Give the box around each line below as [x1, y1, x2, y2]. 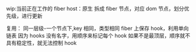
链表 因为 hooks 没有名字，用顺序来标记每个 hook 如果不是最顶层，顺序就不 [6, 32, 191, 39]
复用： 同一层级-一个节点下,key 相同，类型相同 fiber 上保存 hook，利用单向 [6, 25, 189, 32]
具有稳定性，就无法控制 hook [6, 40, 77, 46]
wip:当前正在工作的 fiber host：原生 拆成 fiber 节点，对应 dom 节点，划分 [6, 5, 185, 12]
